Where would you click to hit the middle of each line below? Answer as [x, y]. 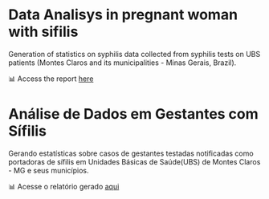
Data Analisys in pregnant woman [123, 15]
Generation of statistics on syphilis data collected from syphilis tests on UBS [134, 54]
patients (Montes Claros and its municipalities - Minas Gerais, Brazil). [122, 63]
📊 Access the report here [51, 79]
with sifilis [43, 32]
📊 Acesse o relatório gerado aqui [64, 186]
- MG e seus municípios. [49, 170]
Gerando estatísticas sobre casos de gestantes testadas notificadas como [131, 153]
